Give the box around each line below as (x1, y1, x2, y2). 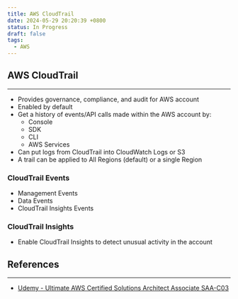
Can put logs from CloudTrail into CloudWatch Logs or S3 (17, 147, 186, 156)
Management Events (17, 189, 78, 198)
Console (28, 118, 53, 126)
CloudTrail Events (7, 173, 70, 183)
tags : (7, 37, 23, 44)
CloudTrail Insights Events (17, 204, 94, 213)
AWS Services (28, 140, 70, 149)
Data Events (17, 196, 53, 205)
